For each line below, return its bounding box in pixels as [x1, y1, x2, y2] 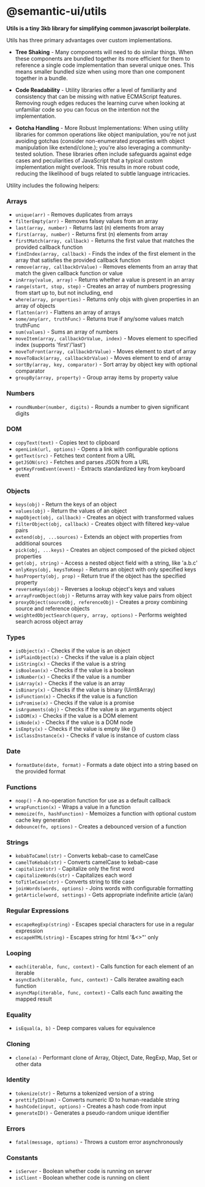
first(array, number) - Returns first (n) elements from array [15, 231, 168, 238]
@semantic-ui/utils [6, 4, 107, 18]
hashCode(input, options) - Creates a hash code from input [15, 1102, 166, 1110]
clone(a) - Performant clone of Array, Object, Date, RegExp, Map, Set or [15, 1053, 198, 1061]
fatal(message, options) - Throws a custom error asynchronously [15, 1139, 184, 1146]
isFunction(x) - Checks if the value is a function [15, 693, 138, 700]
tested [15, 150, 32, 158]
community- [160, 143, 192, 151]
